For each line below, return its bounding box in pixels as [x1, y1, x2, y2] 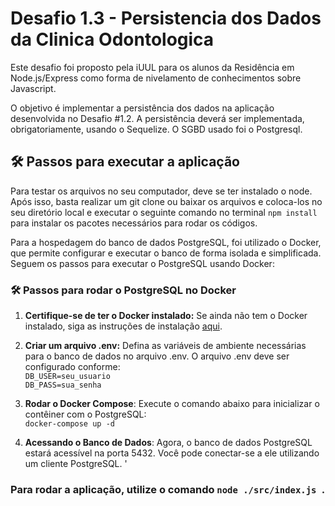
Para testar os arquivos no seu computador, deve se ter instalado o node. [10, 185, 313, 197]
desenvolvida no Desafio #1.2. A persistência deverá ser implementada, [10, 112, 305, 124]
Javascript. [10, 82, 57, 94]
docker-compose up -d [24, 419, 115, 429]
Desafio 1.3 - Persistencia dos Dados [10, 7, 322, 30]
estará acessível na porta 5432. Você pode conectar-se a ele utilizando [24, 447, 320, 459]
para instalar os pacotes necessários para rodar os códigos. [10, 217, 258, 229]
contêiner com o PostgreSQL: [24, 408, 147, 421]
